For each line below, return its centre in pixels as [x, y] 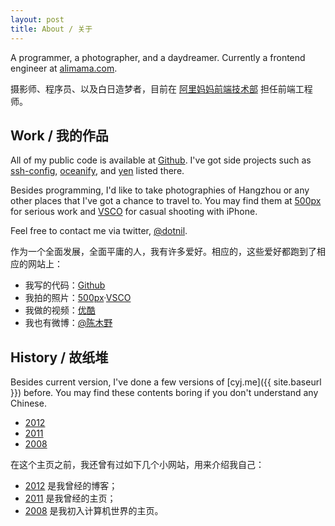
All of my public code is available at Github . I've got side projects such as [161, 160]
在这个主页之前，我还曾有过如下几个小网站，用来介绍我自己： [137, 465]
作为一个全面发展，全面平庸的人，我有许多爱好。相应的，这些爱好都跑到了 [163, 252]
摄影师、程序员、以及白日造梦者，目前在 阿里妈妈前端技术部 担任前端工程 [161, 88]
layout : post [37, 19]
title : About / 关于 [51, 29]
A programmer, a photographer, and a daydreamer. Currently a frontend [158, 57]
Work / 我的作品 [59, 135]
